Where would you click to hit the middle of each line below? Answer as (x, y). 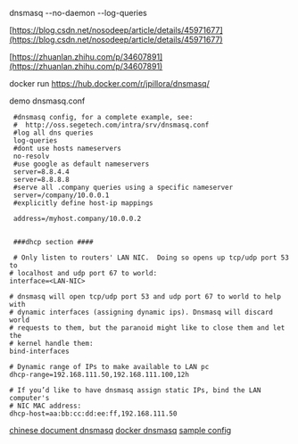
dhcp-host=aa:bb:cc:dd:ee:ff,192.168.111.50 (93, 414)
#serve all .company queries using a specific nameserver (123, 187)
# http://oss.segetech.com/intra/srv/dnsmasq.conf (111, 125)
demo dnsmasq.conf (47, 101)
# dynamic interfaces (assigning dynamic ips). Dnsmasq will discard (141, 312)
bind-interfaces (39, 351)
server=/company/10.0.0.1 (61, 195)
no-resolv (31, 156)
